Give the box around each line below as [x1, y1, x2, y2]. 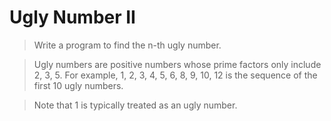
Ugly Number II [9, 6, 136, 29]
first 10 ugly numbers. [33, 79, 124, 91]
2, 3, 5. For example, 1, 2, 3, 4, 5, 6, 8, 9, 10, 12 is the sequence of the [33, 69, 318, 81]
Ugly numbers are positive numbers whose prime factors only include [33, 58, 322, 70]
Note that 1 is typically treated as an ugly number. [33, 99, 238, 111]
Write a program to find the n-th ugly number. [33, 39, 222, 51]
